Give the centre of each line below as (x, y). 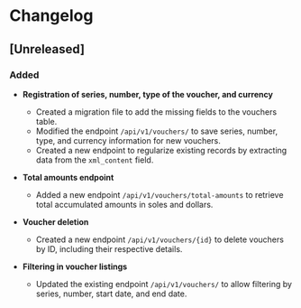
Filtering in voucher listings (75, 266)
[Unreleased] (47, 49)
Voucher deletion (55, 221)
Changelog (51, 16)
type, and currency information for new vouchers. (128, 140)
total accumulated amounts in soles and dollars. (124, 204)
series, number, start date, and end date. (111, 294)
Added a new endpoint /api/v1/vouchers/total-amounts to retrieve (160, 194)
